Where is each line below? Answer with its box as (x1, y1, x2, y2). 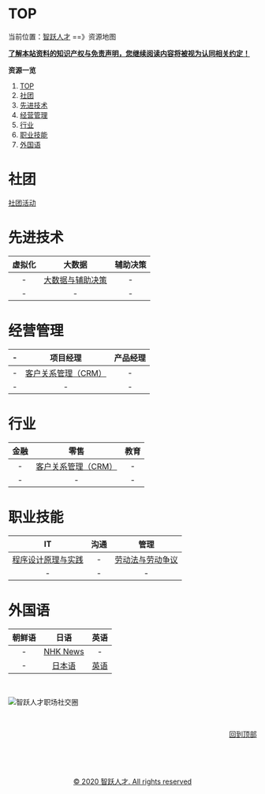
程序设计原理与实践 (12, 554, 84, 565)
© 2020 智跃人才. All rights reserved (73, 777, 192, 786)
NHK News (43, 646, 84, 657)
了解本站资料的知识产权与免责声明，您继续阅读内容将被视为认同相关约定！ (8, 48, 250, 58)
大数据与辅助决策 (43, 274, 108, 285)
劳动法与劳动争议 (114, 554, 179, 565)
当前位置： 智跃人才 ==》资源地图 (8, 32, 117, 41)
